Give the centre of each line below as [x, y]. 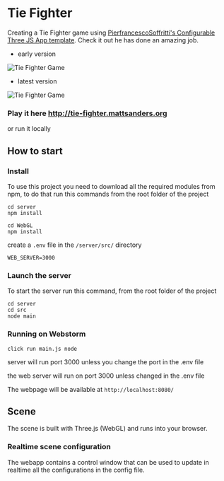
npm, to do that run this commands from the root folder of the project [108, 194]
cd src [17, 310]
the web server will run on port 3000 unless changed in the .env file [106, 376]
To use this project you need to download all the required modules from [111, 186]
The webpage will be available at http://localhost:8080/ [91, 389]
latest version [37, 81]
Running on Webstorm [47, 334]
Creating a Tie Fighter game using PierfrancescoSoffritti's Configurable [111, 33]
